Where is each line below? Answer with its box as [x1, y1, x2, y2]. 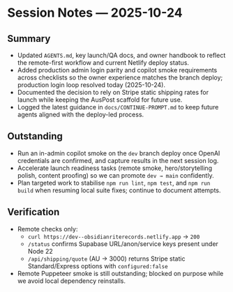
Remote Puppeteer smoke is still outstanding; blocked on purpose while [17, 269, 224, 277]
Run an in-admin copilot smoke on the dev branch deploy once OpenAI [17, 148, 220, 157]
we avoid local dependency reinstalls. [17, 277, 126, 285]
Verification [7, 206, 60, 218]
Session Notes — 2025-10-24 [7, 5, 183, 21]
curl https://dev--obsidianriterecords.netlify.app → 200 [27, 232, 200, 240]
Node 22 [27, 247, 54, 255]
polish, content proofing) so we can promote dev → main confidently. [17, 171, 214, 179]
